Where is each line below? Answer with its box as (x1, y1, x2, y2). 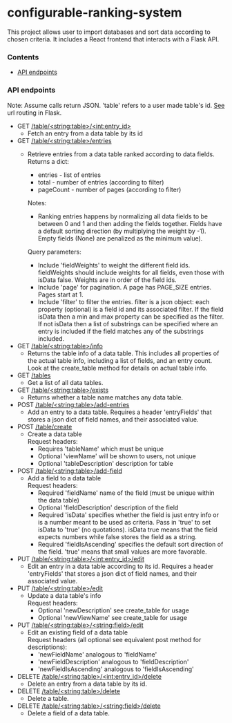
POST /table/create (17, 422, 72, 431)
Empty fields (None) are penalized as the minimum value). (37, 234, 203, 243)
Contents (7, 52, 39, 62)
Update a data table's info (27, 591, 101, 599)
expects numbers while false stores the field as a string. (37, 532, 197, 541)
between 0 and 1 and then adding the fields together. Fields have (37, 219, 222, 227)
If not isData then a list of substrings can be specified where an (37, 319, 218, 328)
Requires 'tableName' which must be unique (37, 444, 164, 453)
